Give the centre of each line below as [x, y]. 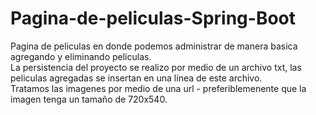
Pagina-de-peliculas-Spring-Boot [153, 18]
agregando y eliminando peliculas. [81, 56]
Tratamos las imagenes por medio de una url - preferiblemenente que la [158, 88]
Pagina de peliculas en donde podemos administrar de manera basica [154, 46]
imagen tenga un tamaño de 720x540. [89, 99]
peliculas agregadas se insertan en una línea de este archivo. [136, 78]
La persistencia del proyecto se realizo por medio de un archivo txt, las [156, 67]
